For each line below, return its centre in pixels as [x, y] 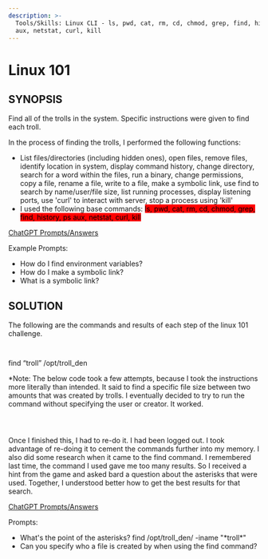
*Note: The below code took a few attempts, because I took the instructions [133, 379]
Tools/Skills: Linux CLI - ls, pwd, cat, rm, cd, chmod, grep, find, [133, 23]
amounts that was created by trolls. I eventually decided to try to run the [126, 395]
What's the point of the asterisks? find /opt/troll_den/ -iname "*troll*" [133, 538]
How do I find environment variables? [81, 264]
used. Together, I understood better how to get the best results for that [124, 483]
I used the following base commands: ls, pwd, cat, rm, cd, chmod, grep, [138, 209]
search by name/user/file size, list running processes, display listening [135, 192]
